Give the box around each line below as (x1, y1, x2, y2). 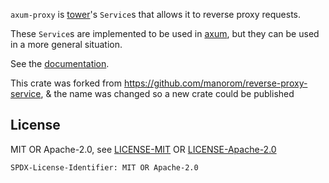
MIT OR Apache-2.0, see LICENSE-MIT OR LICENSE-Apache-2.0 (10, 143, 277, 155)
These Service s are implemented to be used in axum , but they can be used (10, 28, 320, 39)
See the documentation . (10, 58, 110, 69)
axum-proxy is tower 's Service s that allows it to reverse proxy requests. (10, 9, 302, 20)
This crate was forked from (10, 77, 122, 89)
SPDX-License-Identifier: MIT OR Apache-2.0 (10, 162, 199, 173)
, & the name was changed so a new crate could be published (40, 88, 295, 99)
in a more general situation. (10, 39, 123, 50)
